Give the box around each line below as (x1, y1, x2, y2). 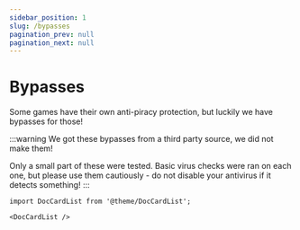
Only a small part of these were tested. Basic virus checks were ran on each (9, 161, 292, 172)
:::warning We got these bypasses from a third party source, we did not (9, 134, 274, 145)
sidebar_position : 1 (9, 13, 87, 22)
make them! (9, 143, 53, 154)
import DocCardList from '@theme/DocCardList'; (9, 197, 192, 207)
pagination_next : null (9, 38, 95, 48)
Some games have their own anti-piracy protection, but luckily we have (9, 107, 273, 118)
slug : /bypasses (9, 22, 70, 31)
